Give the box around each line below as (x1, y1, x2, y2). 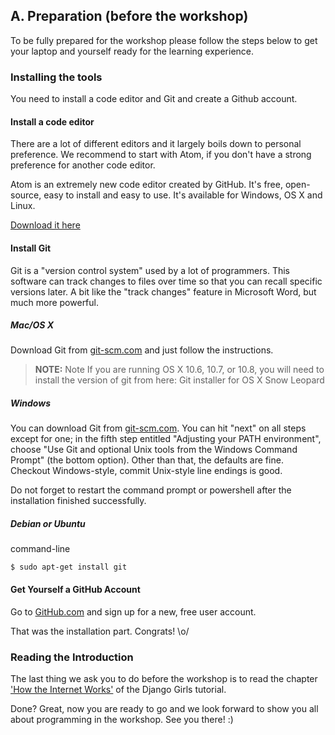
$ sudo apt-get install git (10, 562, 128, 573)
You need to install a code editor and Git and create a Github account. (10, 93, 298, 105)
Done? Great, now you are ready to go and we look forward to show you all (10, 702, 319, 714)
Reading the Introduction (10, 650, 134, 664)
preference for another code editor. (10, 159, 156, 171)
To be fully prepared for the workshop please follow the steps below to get (10, 34, 318, 46)
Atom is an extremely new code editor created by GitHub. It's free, (10, 179, 283, 191)
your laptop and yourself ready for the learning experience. (10, 45, 255, 57)
